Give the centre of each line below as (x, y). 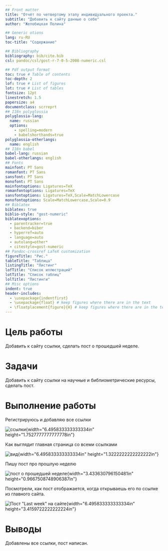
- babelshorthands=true (39, 135)
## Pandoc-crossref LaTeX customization (48, 251)
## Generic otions (24, 33)
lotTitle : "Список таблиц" (33, 275)
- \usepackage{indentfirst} (39, 298)
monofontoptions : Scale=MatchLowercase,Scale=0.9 (58, 200)
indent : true (19, 289)
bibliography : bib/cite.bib (34, 56)
